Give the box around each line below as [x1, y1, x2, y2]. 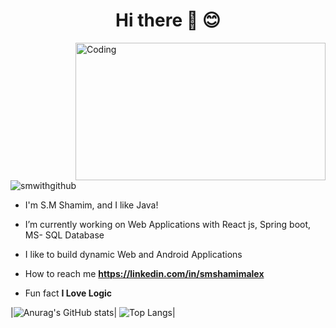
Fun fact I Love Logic [24, 287, 113, 299]
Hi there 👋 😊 [115, 9, 221, 32]
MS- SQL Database [24, 229, 105, 241]
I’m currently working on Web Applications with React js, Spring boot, [24, 218, 312, 230]
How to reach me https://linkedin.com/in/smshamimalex [24, 267, 265, 279]
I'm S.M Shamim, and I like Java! [24, 199, 159, 211]
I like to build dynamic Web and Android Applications [24, 248, 243, 260]
